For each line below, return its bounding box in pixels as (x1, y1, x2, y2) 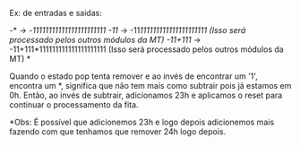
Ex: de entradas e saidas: (9, 8, 103, 18)
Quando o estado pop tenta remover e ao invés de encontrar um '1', (9, 71, 258, 82)
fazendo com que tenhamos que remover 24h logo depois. (9, 126, 227, 137)
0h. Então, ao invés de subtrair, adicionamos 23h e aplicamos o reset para (9, 90, 283, 100)
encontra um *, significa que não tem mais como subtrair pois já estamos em (9, 81, 292, 90)
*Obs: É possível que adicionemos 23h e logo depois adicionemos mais (9, 116, 275, 127)
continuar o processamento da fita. (9, 99, 139, 110)
